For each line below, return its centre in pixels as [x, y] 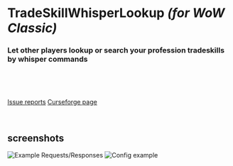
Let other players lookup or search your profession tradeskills [116, 50]
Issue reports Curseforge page [52, 102]
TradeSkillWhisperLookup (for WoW [116, 13]
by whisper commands [48, 60]
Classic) [32, 28]
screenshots [36, 138]
